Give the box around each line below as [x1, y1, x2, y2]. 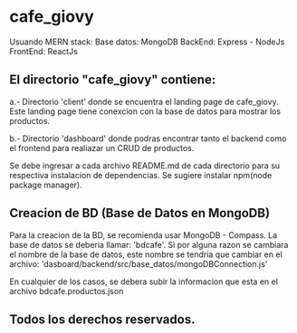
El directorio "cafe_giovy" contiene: [9, 72, 216, 88]
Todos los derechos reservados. [9, 311, 196, 327]
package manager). [9, 179, 83, 190]
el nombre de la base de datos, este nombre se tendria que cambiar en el [9, 249, 283, 260]
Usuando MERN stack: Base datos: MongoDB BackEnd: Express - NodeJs [9, 36, 285, 47]
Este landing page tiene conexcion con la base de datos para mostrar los [9, 106, 282, 117]
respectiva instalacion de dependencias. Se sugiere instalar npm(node [9, 169, 273, 180]
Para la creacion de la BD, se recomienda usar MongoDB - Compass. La [9, 229, 278, 241]
